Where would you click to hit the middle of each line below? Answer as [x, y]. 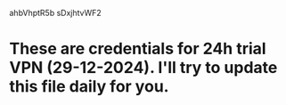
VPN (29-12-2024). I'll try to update [143, 68]
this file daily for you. [89, 87]
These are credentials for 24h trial [138, 49]
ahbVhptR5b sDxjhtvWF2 [56, 13]
